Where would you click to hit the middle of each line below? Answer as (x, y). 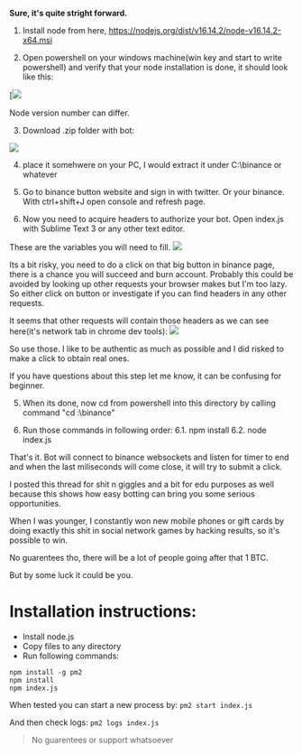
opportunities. (35, 503)
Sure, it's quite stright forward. (69, 13)
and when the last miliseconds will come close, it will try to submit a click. (146, 467)
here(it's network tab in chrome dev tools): (89, 331)
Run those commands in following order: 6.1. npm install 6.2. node (144, 430)
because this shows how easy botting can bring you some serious (132, 494)
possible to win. (39, 540)
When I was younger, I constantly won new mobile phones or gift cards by (147, 521)
